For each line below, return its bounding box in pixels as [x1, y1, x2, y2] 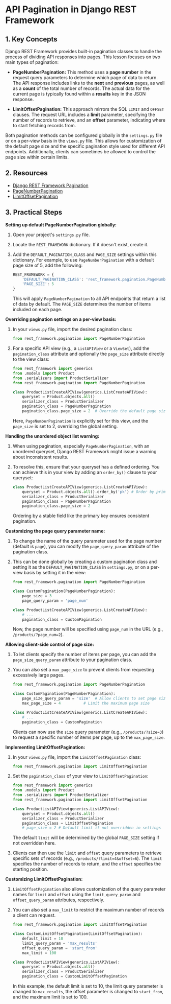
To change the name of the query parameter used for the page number [12, 538, 162, 544]
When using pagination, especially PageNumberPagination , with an [12, 443, 150, 449]
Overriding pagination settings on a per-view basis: [5, 316, 117, 322]
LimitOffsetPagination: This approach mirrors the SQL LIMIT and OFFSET [12, 106, 164, 112]
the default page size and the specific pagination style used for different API [5, 143, 165, 149]
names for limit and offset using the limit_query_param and [12, 892, 141, 898]
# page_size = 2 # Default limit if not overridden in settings [22, 825, 161, 831]
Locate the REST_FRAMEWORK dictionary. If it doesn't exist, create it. [12, 241, 149, 247]
